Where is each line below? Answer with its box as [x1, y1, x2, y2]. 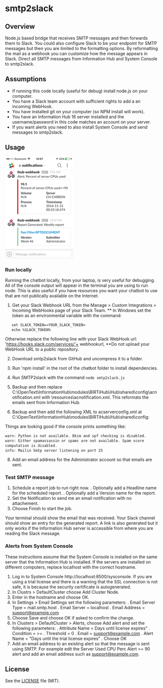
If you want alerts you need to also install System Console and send [12, 124, 148, 130]
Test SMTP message [5, 474, 55, 480]
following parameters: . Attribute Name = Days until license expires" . [12, 625, 150, 631]
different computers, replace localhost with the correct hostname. [5, 564, 137, 570]
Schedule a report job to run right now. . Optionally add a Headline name [12, 485, 157, 491]
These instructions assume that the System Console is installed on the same [5, 554, 158, 560]
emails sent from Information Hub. [12, 399, 81, 405]
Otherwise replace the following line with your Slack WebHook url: [5, 336, 137, 342]
